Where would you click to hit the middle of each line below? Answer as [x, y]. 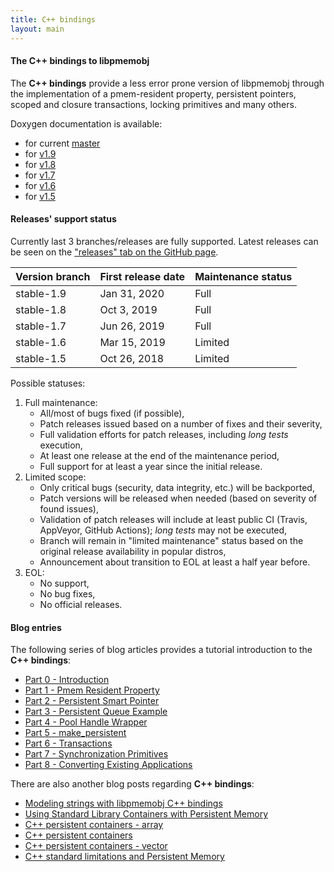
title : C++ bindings [53, 19]
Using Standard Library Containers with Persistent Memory [146, 814]
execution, [61, 445]
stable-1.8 [41, 309]
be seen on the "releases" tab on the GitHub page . [114, 252]
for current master [62, 143]
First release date [142, 276]
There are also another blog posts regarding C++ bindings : [132, 784]
